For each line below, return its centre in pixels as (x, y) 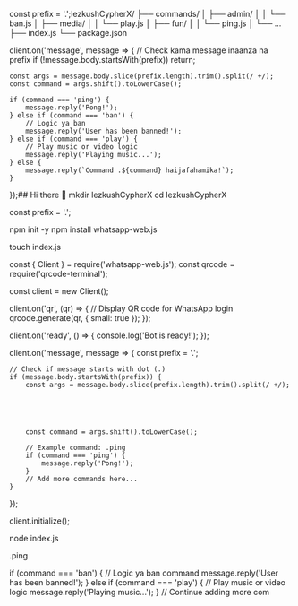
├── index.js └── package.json (68, 33)
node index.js (34, 538)
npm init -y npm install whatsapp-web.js (83, 229)
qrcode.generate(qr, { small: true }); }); (80, 318)
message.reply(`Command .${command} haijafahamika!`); (130, 170)
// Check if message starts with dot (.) (88, 369)
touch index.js (35, 247)
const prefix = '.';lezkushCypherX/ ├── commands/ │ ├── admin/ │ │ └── (148, 14)
